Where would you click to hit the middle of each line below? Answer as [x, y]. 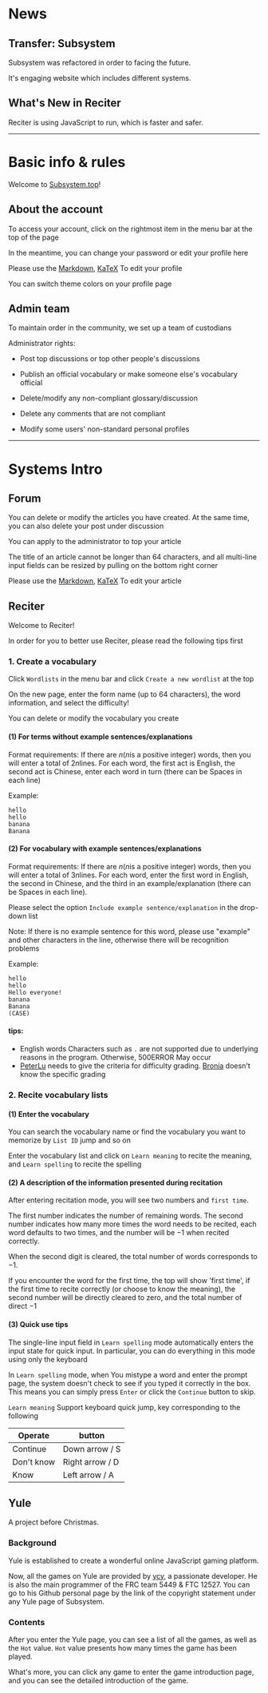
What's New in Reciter [65, 103]
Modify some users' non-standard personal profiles [104, 429]
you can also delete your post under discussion [86, 526]
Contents [27, 1622]
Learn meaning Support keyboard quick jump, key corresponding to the [124, 1407]
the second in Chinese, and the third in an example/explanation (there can [130, 883]
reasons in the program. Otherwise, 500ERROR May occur [115, 1057]
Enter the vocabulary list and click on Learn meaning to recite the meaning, [130, 1156]
